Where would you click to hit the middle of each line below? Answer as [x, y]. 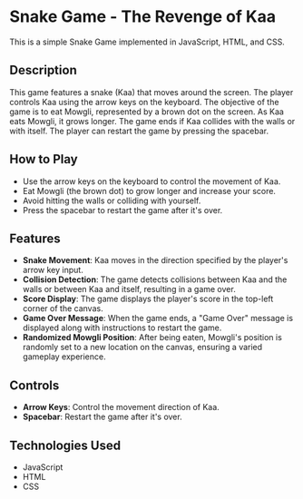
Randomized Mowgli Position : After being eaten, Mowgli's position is [152, 338]
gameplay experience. [64, 357]
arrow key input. [53, 270]
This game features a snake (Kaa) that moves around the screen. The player [151, 92]
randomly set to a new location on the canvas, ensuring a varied [142, 347]
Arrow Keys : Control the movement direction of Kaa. [121, 407]
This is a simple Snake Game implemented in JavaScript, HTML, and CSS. [147, 42]
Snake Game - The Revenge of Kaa [143, 17]
